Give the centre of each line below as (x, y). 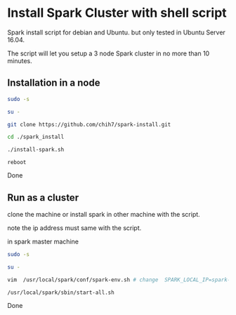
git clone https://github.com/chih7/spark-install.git (89, 124)
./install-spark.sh (36, 150)
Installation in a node (54, 83)
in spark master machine (43, 241)
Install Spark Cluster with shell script (117, 13)
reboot (17, 163)
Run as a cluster (43, 197)
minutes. (20, 60)
